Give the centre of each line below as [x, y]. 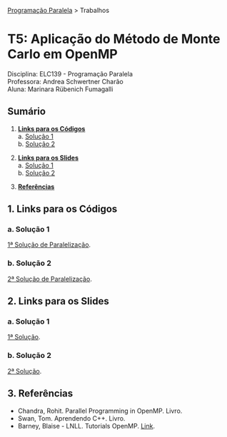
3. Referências [40, 394]
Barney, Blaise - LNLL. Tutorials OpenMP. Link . [86, 426]
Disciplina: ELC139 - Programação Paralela [70, 73]
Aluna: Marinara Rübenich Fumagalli [60, 89]
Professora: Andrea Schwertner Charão [65, 81]
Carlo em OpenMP [62, 55]
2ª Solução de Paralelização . [50, 279]
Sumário [27, 112]
